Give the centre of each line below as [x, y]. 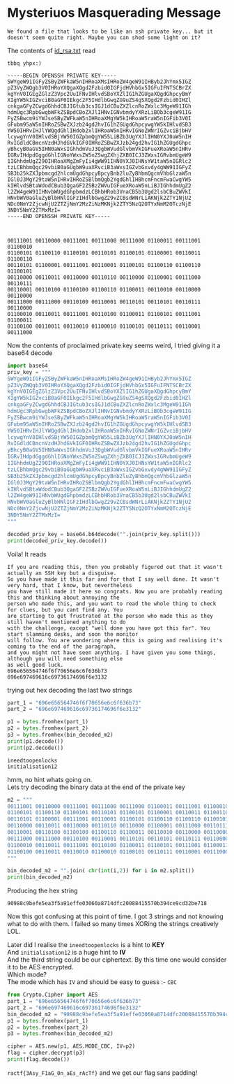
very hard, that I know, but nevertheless [70, 585]
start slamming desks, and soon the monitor [73, 634]
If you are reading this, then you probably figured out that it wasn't [115, 567]
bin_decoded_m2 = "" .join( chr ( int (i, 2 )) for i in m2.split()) [101, 871]
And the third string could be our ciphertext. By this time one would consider [117, 960]
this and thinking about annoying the [63, 598]
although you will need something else [65, 658]
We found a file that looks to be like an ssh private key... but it [110, 31]
